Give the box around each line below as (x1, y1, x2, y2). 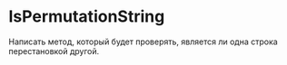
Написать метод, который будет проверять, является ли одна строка (8, 36, 278, 47)
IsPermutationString (8, 6, 165, 27)
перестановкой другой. (8, 45, 100, 56)
